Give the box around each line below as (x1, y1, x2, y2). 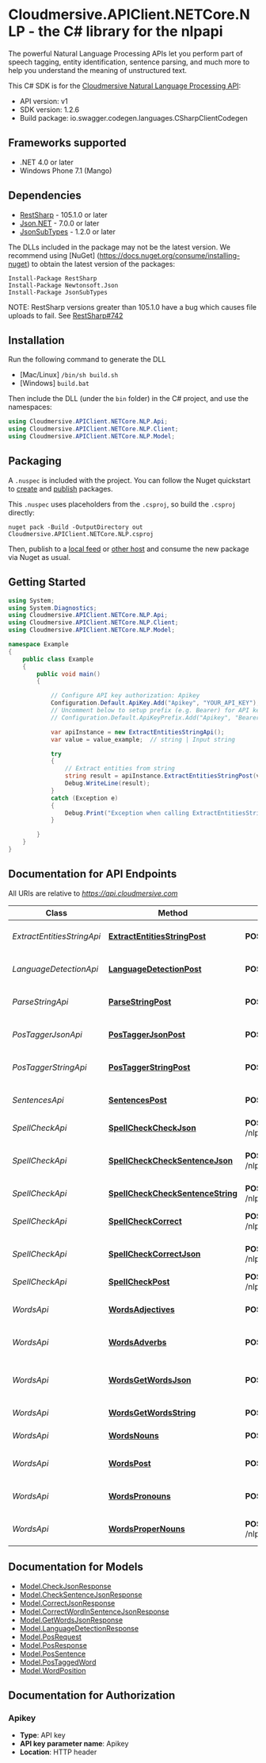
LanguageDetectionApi (12, 963, 99, 974)
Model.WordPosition (19, 1665, 86, 1675)
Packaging (8, 454, 62, 468)
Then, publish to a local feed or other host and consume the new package (8, 544, 249, 554)
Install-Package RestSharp (8, 274, 97, 283)
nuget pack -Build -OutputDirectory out (8, 523, 144, 531)
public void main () (36, 669, 101, 678)
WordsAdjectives (108, 1304, 176, 1315)
